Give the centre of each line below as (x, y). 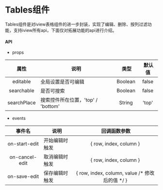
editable (22, 82)
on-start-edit (23, 144)
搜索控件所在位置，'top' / (69, 100)
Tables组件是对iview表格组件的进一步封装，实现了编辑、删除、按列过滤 (76, 24)
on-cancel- (23, 157)
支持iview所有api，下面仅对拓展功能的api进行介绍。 (65, 30)
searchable (22, 91)
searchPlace (22, 103)
